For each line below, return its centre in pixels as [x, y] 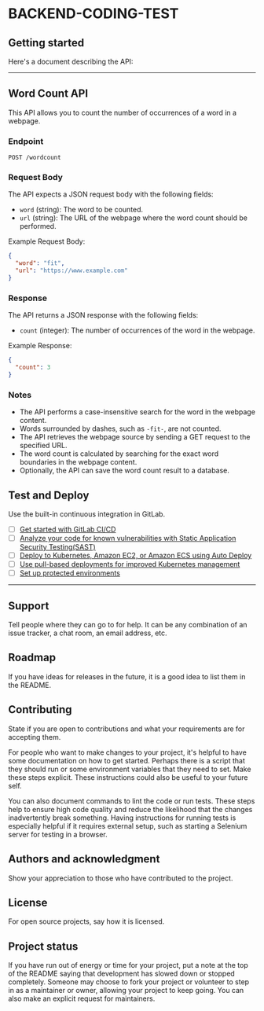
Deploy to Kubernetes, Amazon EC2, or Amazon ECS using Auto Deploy [136, 556]
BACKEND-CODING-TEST [93, 14]
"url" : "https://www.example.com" [71, 271]
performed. [38, 226]
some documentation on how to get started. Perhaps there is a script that [126, 760]
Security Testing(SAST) [57, 547]
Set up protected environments [70, 573]
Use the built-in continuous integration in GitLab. [87, 514]
